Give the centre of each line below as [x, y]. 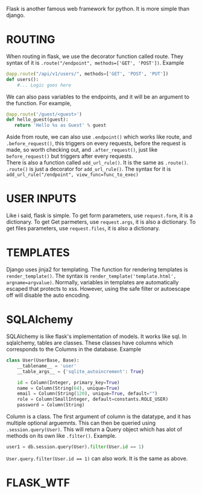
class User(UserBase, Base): [43, 360]
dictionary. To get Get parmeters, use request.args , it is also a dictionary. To [101, 222]
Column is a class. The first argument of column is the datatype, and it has [99, 416]
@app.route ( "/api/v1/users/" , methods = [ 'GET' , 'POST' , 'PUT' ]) [87, 74]
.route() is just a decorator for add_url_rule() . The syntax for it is [89, 169]
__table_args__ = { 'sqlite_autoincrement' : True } [81, 371]
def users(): [23, 79]
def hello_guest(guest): [37, 120]
